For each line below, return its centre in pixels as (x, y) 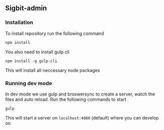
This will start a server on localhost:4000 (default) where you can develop (82, 117)
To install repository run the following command (55, 33)
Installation (19, 22)
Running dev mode (29, 83)
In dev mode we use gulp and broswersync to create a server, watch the (80, 94)
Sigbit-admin (26, 8)
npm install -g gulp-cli (31, 61)
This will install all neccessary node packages (53, 70)
